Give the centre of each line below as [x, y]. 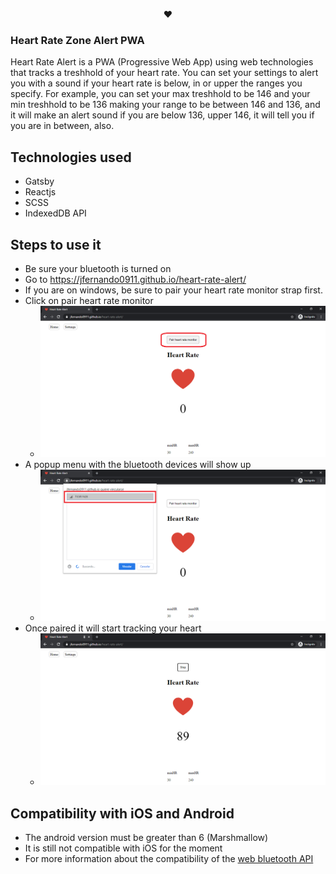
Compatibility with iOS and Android [122, 813]
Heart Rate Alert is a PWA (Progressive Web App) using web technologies [162, 62]
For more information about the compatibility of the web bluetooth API [169, 859]
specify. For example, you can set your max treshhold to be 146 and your [160, 94]
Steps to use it [56, 244]
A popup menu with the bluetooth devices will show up [138, 464]
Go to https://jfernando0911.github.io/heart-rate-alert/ [135, 279]
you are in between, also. [62, 126]
